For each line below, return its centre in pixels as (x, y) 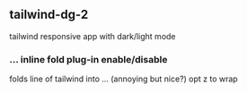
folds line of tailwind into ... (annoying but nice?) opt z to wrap (123, 79)
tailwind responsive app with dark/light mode (93, 36)
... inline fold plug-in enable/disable (88, 59)
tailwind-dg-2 (49, 15)
